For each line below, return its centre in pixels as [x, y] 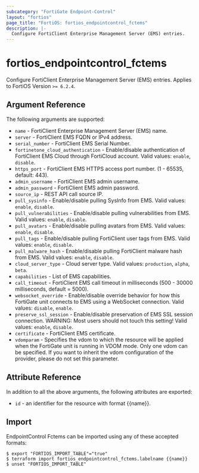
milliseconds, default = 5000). [52, 289]
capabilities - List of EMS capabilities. [63, 276]
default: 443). [32, 175]
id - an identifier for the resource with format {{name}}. [83, 403]
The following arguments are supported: [56, 119]
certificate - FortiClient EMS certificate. [65, 333]
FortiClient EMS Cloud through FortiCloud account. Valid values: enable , [103, 156]
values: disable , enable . [44, 308]
